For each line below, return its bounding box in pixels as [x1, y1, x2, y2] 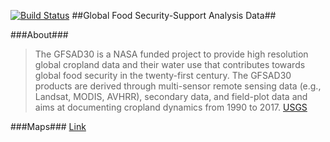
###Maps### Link [10, 121, 87, 132]
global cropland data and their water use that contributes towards [34, 59, 306, 70]
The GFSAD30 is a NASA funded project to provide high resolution [34, 48, 309, 60]
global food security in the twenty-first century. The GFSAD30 [34, 70, 292, 81]
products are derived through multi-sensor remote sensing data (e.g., [34, 80, 322, 92]
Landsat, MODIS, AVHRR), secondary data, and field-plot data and [34, 91, 308, 102]
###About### [10, 29, 69, 40]
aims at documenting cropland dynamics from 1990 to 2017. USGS [34, 101, 308, 113]
